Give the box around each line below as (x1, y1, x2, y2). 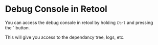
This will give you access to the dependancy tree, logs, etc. (5, 34, 125, 40)
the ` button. (5, 24, 30, 30)
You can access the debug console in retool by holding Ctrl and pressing (5, 20, 153, 25)
